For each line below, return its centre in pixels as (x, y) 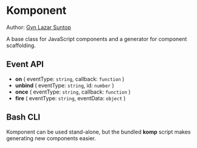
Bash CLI (23, 117)
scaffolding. (21, 45)
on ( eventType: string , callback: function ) (70, 79)
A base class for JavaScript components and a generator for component (97, 39)
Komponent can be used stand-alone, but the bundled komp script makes (98, 132)
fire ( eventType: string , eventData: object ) (70, 98)
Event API (25, 64)
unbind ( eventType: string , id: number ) (64, 85)
